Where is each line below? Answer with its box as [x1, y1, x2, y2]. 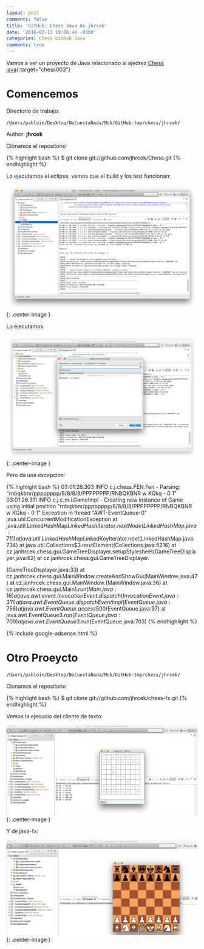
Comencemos [6, 87, 79, 101]
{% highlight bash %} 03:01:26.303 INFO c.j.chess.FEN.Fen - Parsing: [6, 483, 181, 491]
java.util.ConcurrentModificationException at [6, 516, 118, 523]
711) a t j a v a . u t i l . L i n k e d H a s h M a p [6, 535, 83, 542]
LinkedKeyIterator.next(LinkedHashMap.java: [83, 535, 195, 542]
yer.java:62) [6, 555, 36, 562]
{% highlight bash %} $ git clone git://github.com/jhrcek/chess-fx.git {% [6, 694, 188, 701]
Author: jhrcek [6, 130, 43, 138]
